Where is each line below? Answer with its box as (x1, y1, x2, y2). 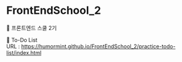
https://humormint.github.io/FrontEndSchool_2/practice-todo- (21, 43, 176, 50)
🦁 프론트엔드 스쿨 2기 (6, 24, 57, 31)
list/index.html (6, 49, 42, 56)
